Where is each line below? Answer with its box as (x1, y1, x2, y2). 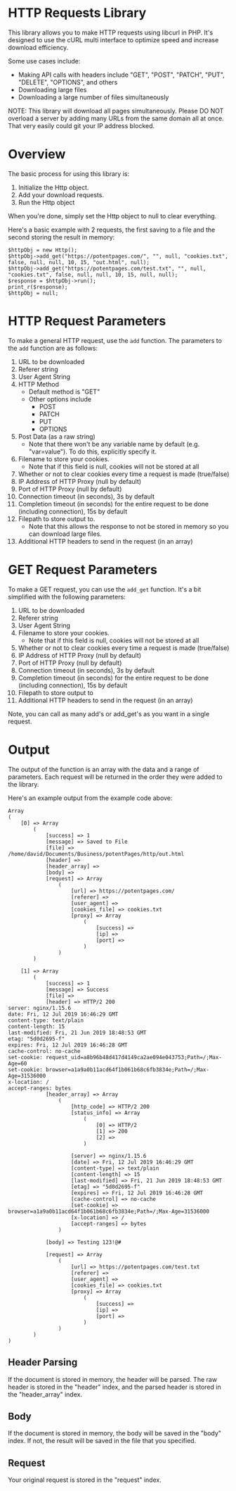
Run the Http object (18, 198, 75, 206)
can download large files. (28, 530, 103, 538)
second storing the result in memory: (8, 232, 115, 241)
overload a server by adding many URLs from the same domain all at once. (8, 114, 224, 123)
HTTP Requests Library (8, 5, 147, 21)
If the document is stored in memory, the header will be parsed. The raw (8, 1375, 217, 1383)
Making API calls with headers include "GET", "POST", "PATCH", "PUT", (18, 70, 225, 79)
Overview (8, 146, 66, 163)
